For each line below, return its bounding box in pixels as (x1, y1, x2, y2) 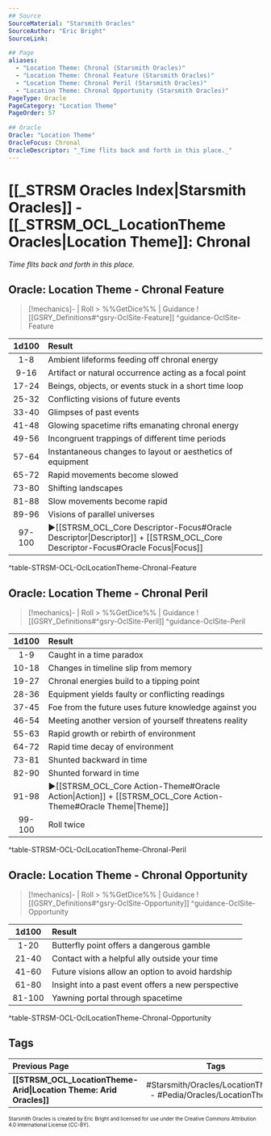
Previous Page (12, 1060, 69, 1071)
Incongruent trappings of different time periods (48, 433, 227, 445)
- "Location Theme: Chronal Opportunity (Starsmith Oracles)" (15, 87, 229, 95)
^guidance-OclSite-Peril (165, 616, 246, 627)
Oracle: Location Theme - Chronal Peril (8, 586, 208, 600)
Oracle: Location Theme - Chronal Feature (8, 282, 224, 296)
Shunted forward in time (48, 767, 140, 779)
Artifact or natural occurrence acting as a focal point (48, 367, 246, 378)
